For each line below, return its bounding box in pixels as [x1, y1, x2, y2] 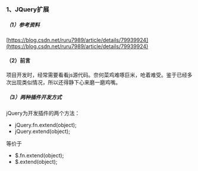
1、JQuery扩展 [6, 5, 49, 13]
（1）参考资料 [6, 21, 40, 28]
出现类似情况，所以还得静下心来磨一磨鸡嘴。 [11, 79, 121, 86]
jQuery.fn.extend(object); [14, 122, 77, 129]
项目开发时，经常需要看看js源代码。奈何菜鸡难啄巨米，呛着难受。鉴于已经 [6, 71, 187, 78]
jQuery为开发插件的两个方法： [6, 110, 80, 117]
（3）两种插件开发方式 [6, 93, 62, 100]
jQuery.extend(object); [14, 128, 70, 135]
